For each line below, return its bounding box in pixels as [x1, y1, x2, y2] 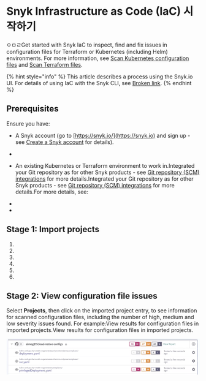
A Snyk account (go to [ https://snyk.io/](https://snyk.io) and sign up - [15, 132, 191, 139]
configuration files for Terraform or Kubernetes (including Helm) [6, 48, 169, 55]
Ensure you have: [6, 119, 50, 127]
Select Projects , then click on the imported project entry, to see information [6, 307, 197, 314]
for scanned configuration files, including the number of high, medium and [6, 314, 194, 321]
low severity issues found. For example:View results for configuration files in [6, 320, 199, 327]
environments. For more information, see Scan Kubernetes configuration [6, 55, 189, 62]
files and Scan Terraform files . [6, 61, 83, 68]
